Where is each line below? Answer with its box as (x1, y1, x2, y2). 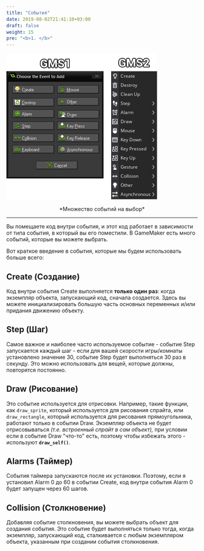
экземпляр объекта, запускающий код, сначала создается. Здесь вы (6, 294, 186, 301)
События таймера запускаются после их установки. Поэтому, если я (6, 472, 186, 479)
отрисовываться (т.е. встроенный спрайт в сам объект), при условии (6, 426, 188, 433)
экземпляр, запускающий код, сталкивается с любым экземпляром (6, 532, 184, 539)
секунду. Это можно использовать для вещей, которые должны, (6, 359, 174, 367)
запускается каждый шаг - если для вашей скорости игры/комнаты (6, 347, 183, 354)
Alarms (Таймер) (6, 456, 73, 466)
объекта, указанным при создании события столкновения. (6, 538, 159, 546)
